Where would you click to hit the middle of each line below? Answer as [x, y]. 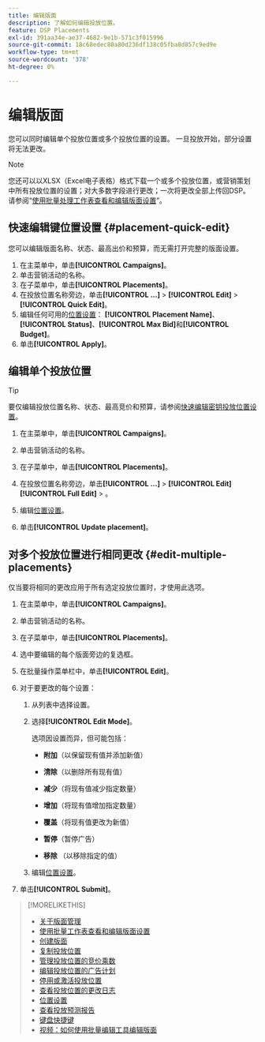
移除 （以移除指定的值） [82, 856]
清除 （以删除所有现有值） [85, 772]
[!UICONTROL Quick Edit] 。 [65, 304]
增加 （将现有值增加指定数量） [91, 805]
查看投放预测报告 [67, 1010]
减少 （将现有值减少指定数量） [91, 789]
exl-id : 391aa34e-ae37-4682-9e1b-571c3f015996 [86, 37]
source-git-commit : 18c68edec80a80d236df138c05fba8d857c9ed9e [112, 45]
